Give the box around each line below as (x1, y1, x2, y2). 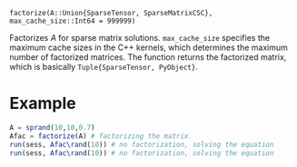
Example (9, 93, 76, 113)
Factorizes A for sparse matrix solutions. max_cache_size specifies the (9, 33, 271, 43)
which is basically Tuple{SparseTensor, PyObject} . (9, 62, 198, 72)
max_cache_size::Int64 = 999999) (9, 16, 136, 25)
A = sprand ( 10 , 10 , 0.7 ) (9, 123, 95, 132)
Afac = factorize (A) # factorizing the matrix (9, 132, 189, 141)
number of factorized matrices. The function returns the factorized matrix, (9, 52, 287, 63)
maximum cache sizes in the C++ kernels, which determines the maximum (9, 42, 289, 53)
